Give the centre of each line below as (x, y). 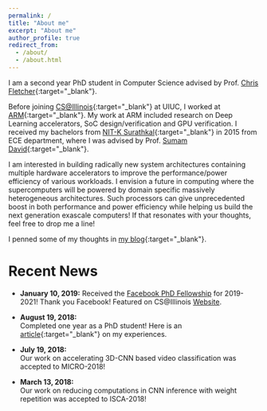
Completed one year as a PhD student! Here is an (101, 325)
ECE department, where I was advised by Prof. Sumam (98, 140)
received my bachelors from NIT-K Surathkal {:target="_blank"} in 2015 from (133, 131)
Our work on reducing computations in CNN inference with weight (128, 390)
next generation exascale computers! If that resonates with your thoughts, (130, 215)
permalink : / (30, 16)
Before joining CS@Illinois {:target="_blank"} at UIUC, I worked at (114, 106)
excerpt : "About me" (43, 30)
